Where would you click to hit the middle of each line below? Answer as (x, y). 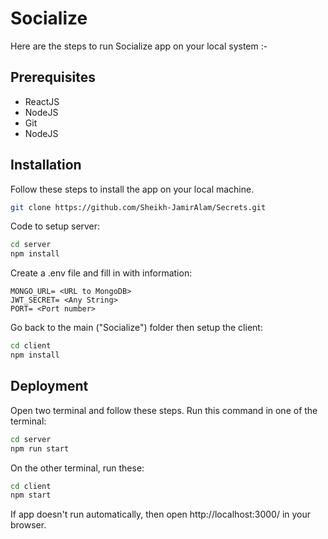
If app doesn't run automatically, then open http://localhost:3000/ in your (161, 514)
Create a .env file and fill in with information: (101, 273)
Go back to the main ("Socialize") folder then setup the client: (136, 328)
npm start (31, 495)
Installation (46, 165)
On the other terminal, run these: (77, 468)
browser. (28, 525)
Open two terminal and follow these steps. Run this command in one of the (164, 410)
